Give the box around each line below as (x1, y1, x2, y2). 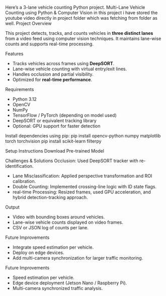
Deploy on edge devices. (12, 250, 64, 256)
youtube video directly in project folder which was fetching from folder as (5, 15, 157, 21)
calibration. (12, 178, 36, 184)
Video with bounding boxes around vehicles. (12, 214, 105, 220)
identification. (5, 163, 34, 169)
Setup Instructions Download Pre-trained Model (5, 148, 105, 154)
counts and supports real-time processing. (5, 41, 94, 47)
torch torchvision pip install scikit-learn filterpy (5, 138, 102, 144)
